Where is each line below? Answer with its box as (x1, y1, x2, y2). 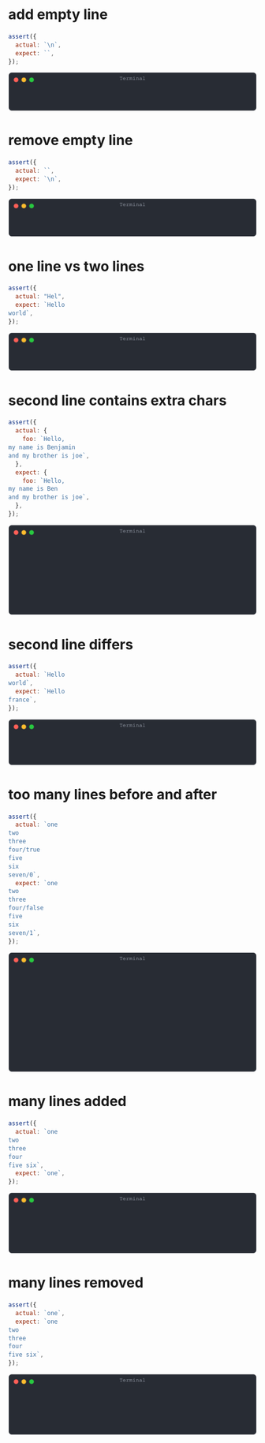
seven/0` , (8, 870, 41, 879)
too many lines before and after (8, 785, 218, 803)
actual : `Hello (15, 671, 65, 679)
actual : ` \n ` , (15, 41, 62, 49)
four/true (8, 846, 41, 854)
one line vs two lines (8, 257, 144, 275)
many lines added (8, 1093, 127, 1110)
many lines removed (8, 1274, 144, 1292)
